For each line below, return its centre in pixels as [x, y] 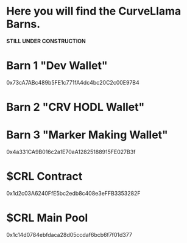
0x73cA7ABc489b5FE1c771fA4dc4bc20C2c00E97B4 [73, 82]
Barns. [23, 24]
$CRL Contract [44, 176]
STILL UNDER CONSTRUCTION [46, 41]
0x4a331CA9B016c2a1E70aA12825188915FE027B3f [71, 152]
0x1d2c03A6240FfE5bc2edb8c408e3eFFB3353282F [73, 193]
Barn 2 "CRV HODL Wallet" [76, 107]
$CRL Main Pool [47, 218]
